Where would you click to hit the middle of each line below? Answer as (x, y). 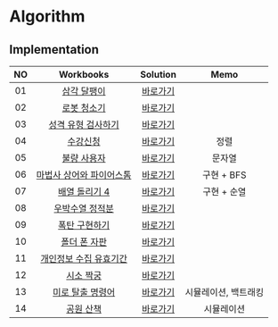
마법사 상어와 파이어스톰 (84, 175)
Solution (158, 75)
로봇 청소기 (84, 108)
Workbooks (84, 75)
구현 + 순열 (225, 192)
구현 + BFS (224, 175)
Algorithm (47, 17)
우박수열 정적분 (84, 209)
